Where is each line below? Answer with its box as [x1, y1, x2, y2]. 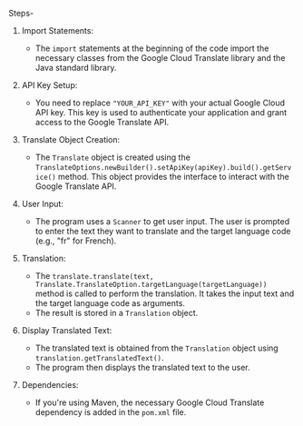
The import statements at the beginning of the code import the [34, 43, 269, 54]
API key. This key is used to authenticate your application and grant [34, 107, 288, 117]
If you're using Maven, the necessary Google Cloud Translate [34, 397, 265, 408]
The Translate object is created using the [34, 152, 191, 163]
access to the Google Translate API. [34, 117, 170, 127]
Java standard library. [34, 63, 117, 73]
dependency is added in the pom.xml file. [34, 407, 187, 417]
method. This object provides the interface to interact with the [57, 172, 289, 182]
